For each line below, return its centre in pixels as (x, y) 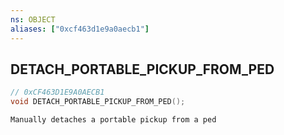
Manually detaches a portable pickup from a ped (113, 120)
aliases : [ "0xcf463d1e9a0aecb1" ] (80, 29)
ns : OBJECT (33, 19)
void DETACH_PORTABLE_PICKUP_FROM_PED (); (98, 102)
